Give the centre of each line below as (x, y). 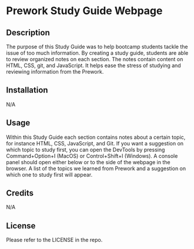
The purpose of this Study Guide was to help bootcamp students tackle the (97, 47)
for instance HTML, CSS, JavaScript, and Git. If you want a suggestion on (95, 143)
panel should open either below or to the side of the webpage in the (88, 162)
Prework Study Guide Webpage (84, 11)
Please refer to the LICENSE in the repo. (54, 240)
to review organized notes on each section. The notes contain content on (95, 59)
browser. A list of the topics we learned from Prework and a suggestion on (96, 168)
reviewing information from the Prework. (55, 72)
